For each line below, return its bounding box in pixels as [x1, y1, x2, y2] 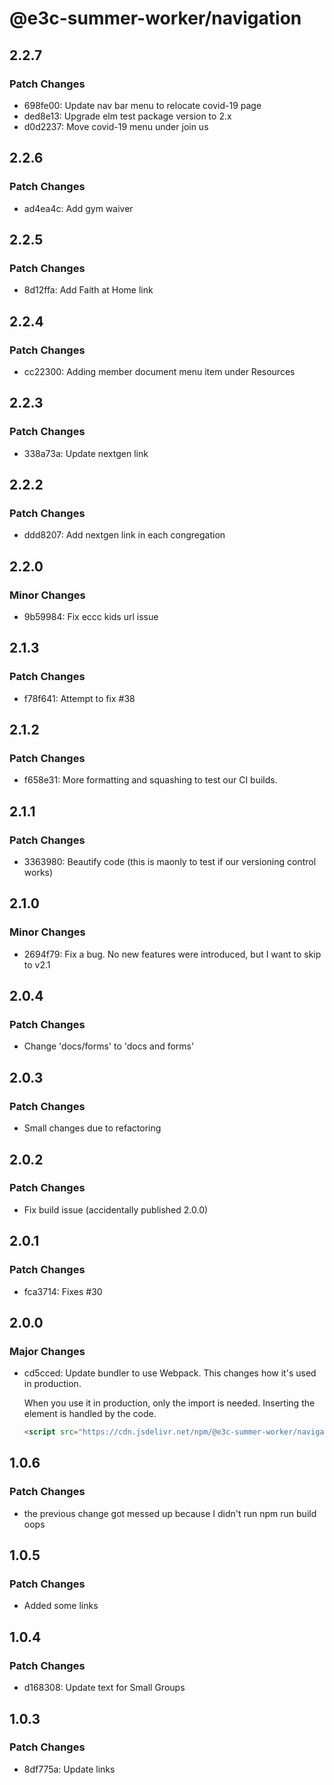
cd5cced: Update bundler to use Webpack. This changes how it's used [23, 1367, 317, 1379]
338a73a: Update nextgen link [23, 447, 149, 459]
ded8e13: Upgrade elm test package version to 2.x [23, 110, 232, 122]
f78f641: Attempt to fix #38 [23, 692, 136, 704]
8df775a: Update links [23, 1763, 116, 1775]
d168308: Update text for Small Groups [23, 1682, 186, 1694]
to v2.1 [23, 958, 51, 971]
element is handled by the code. [23, 1408, 157, 1420]
